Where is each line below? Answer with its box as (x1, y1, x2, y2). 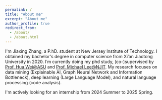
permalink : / (5, 7, 32, 12)
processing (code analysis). (5, 79, 62, 85)
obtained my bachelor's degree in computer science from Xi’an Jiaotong (5, 53, 153, 59)
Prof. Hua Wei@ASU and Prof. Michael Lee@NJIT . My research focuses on (5, 64, 158, 69)
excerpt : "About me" (5, 16, 48, 21)
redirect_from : (5, 26, 37, 31)
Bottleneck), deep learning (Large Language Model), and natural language (5, 74, 157, 80)
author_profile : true (5, 21, 50, 26)
